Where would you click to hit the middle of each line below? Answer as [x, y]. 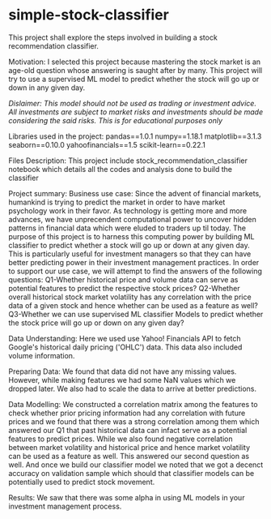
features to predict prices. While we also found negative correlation [121, 439]
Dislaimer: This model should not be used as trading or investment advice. [133, 103]
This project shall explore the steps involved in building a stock [113, 37]
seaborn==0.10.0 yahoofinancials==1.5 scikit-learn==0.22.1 [107, 144]
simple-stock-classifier [89, 15]
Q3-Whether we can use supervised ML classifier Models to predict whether [136, 314]
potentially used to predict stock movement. [82, 482]
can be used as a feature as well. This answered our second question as [129, 456]
